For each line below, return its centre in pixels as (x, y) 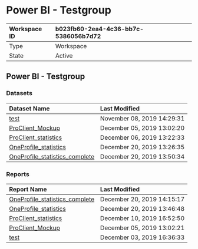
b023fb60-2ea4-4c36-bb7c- (100, 29)
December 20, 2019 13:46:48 (142, 208)
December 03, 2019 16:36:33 (142, 237)
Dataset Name (29, 108)
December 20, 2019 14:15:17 (142, 199)
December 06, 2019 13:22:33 (142, 137)
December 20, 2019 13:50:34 (142, 156)
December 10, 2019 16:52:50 (142, 218)
